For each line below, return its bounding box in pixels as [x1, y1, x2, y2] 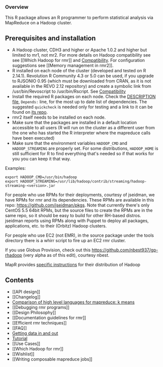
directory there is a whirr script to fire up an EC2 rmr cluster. [5, 238, 126, 244]
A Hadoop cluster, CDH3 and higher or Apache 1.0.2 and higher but [12, 47, 147, 53]
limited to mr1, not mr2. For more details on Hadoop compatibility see [12, 52, 151, 58]
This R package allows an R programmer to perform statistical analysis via [5, 15, 153, 20]
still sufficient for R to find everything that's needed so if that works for [12, 151, 154, 157]
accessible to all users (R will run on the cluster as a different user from [12, 125, 155, 131]
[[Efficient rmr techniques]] [12, 320, 67, 326]
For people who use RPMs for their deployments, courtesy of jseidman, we [5, 192, 155, 198]
